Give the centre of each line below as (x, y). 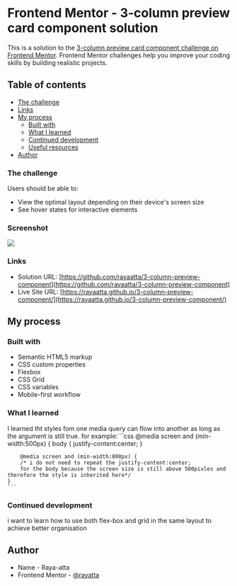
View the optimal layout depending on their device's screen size (111, 202)
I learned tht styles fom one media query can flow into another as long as (114, 428)
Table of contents (47, 85)
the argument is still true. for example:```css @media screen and (100, 436)
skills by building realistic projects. (57, 62)
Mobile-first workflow (49, 395)
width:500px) (27, 443)
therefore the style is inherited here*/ (69, 475)
